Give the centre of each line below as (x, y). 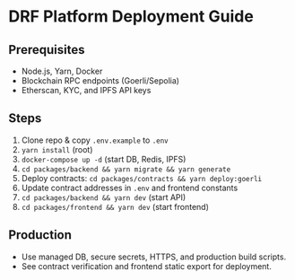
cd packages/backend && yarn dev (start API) (104, 197)
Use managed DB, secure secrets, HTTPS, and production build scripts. (154, 257)
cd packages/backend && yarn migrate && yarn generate (126, 169)
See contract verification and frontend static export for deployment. (147, 266)
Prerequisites (47, 50)
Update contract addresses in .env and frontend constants (130, 188)
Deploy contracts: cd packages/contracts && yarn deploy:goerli (141, 178)
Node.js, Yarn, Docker (62, 71)
